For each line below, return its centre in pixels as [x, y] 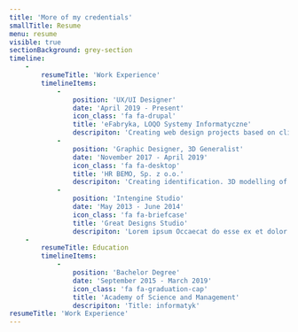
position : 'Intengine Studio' [128, 199]
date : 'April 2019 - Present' [128, 108]
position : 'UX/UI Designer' [124, 100]
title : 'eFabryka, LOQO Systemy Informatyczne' [162, 125]
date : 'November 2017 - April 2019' [140, 157]
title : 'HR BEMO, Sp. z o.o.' [128, 174]
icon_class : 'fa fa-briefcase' [130, 215]
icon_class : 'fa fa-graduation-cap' [140, 289]
